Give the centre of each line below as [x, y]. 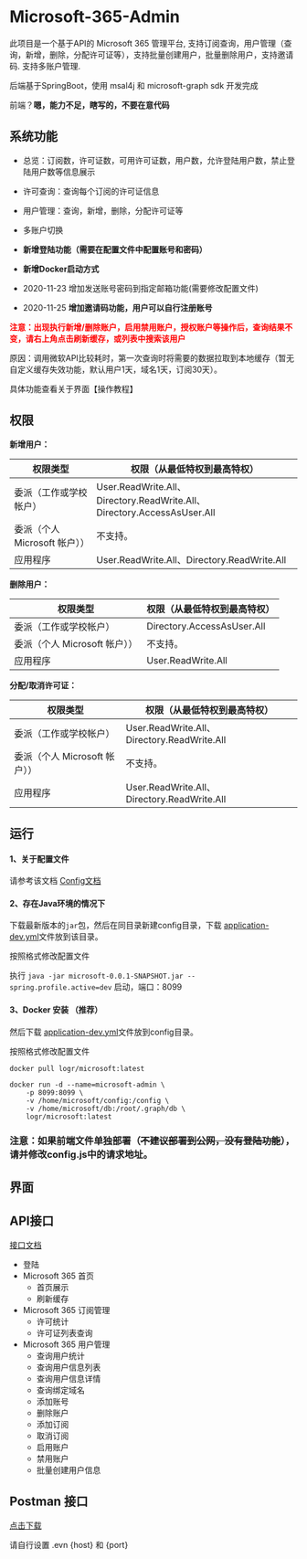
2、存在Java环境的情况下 [58, 903]
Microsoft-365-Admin [95, 17]
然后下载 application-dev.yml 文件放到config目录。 [104, 1032]
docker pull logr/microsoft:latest [77, 1068]
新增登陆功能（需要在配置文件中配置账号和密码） [115, 249]
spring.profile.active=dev [61, 988]
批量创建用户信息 [69, 1469]
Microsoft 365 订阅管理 [66, 1310]
